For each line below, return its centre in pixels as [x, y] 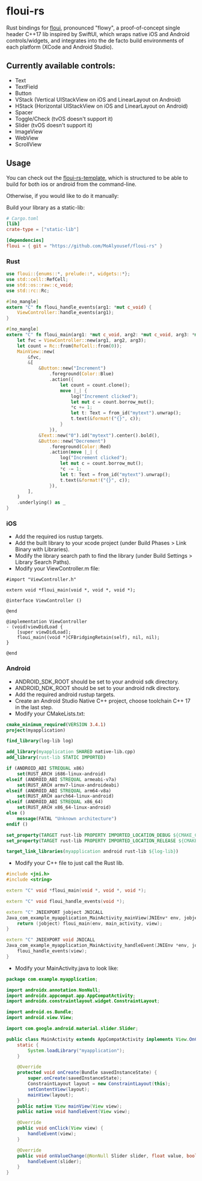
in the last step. [34, 707]
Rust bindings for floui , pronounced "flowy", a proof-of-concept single [93, 28]
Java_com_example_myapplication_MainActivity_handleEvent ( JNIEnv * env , [98, 946]
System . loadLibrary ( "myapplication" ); [76, 1050]
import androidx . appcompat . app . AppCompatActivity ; [71, 996]
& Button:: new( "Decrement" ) [72, 441]
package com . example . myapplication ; [52, 979]
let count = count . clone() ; [95, 385]
